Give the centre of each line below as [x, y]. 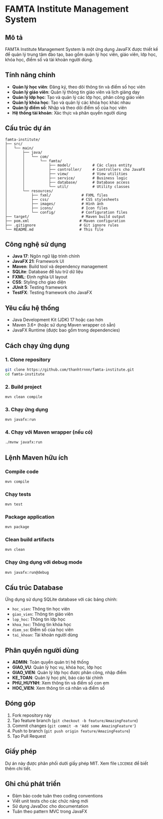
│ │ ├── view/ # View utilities [66, 174]
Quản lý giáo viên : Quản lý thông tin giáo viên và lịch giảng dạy [76, 92]
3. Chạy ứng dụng [27, 409]
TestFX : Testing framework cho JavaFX [52, 293]
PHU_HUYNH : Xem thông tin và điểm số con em [61, 683]
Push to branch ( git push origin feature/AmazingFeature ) [71, 731]
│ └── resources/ [29, 191]
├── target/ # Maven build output [65, 216]
